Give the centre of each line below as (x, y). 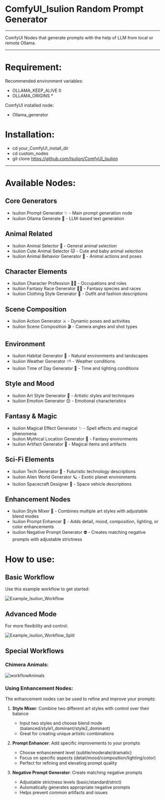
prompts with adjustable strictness (47, 539)
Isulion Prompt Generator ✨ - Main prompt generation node (72, 213)
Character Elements (36, 272)
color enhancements (33, 527)
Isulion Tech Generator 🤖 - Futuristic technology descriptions (74, 471)
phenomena (24, 434)
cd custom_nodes (30, 153)
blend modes (26, 516)
